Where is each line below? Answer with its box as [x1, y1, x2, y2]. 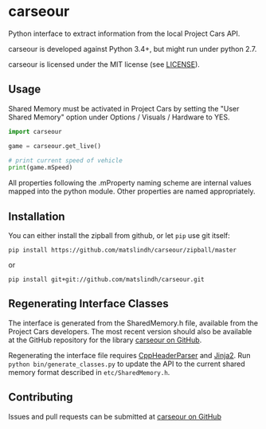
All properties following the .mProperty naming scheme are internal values [8, 178, 252, 188]
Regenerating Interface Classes [8, 297, 169, 310]
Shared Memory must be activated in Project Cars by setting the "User [8, 103, 240, 113]
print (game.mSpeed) [8, 164, 73, 172]
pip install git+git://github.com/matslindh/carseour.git [8, 275, 205, 284]
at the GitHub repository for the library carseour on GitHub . [8, 335, 202, 345]
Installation [8, 209, 65, 223]
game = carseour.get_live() [8, 142, 102, 150]
